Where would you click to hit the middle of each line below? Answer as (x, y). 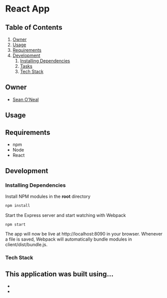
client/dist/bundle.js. (26, 245)
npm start (16, 225)
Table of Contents (34, 27)
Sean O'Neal (26, 99)
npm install (18, 205)
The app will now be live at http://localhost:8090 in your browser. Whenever (84, 234)
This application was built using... (59, 274)
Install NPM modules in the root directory (48, 196)
